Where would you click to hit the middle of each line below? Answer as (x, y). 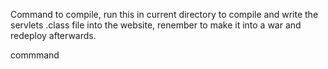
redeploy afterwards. (53, 35)
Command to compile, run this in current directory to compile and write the (164, 14)
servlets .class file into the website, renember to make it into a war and (156, 25)
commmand (35, 55)
